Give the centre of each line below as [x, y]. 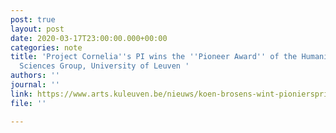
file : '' [28, 103]
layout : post [37, 29]
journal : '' [35, 85]
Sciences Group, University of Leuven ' [104, 66]
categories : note [46, 47]
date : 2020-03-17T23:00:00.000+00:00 [89, 38]
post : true [33, 19]
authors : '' [35, 76]
